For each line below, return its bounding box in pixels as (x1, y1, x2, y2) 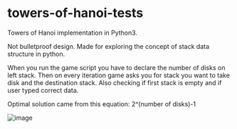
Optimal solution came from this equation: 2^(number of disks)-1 (7, 99, 196, 108)
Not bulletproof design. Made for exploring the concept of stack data (7, 42, 210, 50)
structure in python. (7, 50, 65, 58)
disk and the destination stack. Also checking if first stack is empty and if (7, 78, 222, 86)
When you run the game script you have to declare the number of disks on (7, 63, 226, 72)
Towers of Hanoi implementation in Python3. (7, 28, 137, 37)
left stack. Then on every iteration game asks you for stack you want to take (7, 71, 230, 79)
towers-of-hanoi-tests (7, 5, 144, 21)
